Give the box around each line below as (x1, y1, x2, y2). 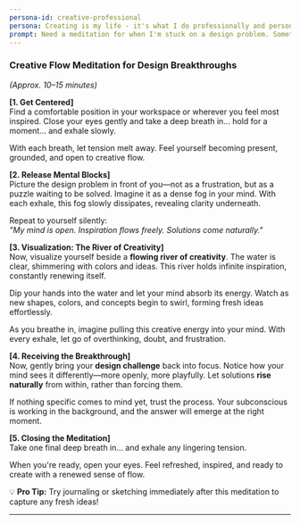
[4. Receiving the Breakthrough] (9, 350, 131, 362)
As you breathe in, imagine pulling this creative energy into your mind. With (9, 323, 286, 335)
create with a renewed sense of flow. (9, 469, 146, 479)
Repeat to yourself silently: (9, 215, 108, 226)
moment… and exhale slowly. (9, 125, 116, 136)
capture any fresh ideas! (9, 496, 99, 507)
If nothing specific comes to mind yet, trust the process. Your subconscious (9, 396, 288, 407)
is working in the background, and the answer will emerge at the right (9, 405, 265, 416)
